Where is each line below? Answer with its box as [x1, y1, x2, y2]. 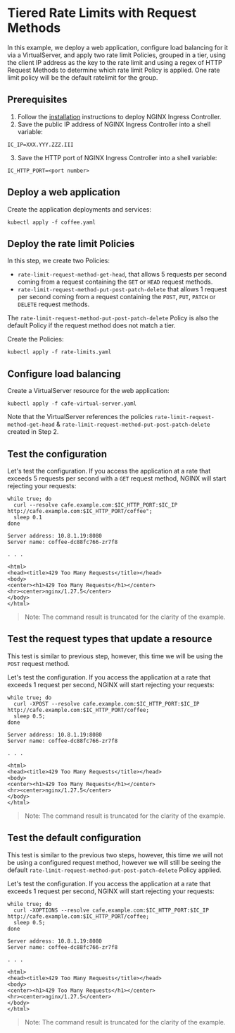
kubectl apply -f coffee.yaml [7, 219, 96, 226]
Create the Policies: [7, 335, 64, 344]
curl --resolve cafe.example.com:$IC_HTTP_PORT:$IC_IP [13, 502, 178, 509]
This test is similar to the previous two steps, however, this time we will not [7, 850, 224, 859]
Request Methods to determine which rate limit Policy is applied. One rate [7, 66, 220, 74]
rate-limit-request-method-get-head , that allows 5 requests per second [17, 270, 227, 279]
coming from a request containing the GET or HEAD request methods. [17, 277, 213, 286]
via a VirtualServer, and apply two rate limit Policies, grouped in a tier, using [7, 51, 227, 59]
